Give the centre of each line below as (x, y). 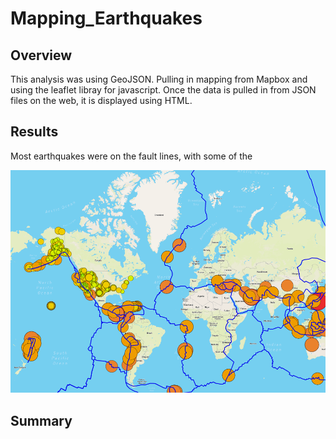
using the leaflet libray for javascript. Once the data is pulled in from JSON (163, 90)
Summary (41, 420)
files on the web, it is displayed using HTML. (101, 100)
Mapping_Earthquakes (106, 18)
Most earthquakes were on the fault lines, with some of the (131, 156)
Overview (41, 55)
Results (34, 132)
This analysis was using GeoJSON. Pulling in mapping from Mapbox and (159, 79)
